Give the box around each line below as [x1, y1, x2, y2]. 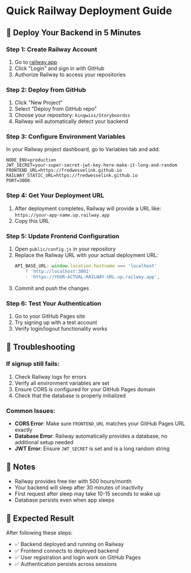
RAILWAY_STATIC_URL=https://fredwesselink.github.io [6, 172, 138, 179]
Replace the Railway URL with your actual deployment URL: [14, 252, 159, 259]
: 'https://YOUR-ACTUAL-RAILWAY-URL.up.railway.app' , [25, 274, 160, 280]
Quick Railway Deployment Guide [6, 4, 172, 18]
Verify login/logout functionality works [14, 325, 108, 332]
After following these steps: [6, 529, 73, 536]
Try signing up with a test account [14, 319, 98, 326]
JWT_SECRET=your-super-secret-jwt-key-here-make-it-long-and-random [6, 162, 177, 168]
